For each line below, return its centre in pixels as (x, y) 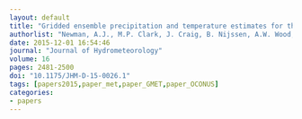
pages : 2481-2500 (42, 68)
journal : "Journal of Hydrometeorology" (86, 51)
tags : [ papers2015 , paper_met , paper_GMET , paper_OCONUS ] (114, 84)
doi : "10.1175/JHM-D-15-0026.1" (70, 76)
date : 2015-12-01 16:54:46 (60, 42)
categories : (31, 92)
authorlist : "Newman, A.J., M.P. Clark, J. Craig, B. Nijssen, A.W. (140, 34)
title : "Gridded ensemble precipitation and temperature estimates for (146, 26)
